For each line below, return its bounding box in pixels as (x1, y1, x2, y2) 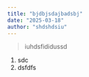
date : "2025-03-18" (7, 17, 64, 24)
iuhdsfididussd (24, 43, 68, 51)
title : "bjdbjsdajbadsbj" (7, 10, 83, 17)
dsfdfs (17, 64, 36, 72)
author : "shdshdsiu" (7, 23, 68, 30)
